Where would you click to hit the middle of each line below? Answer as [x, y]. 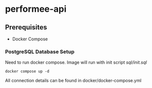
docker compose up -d [27, 72]
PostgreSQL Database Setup [40, 52]
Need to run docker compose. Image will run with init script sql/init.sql [76, 62]
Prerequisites [26, 27]
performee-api [36, 9]
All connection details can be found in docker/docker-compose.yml [73, 81]
